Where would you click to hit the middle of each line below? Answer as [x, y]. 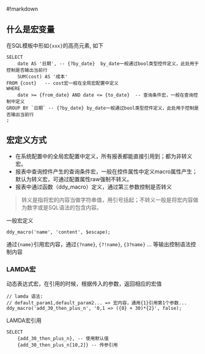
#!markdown [22, 9]
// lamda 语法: [25, 296]
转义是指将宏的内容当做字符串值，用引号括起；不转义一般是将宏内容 [107, 200]
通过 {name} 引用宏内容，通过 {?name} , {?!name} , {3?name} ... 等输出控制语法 [99, 244]
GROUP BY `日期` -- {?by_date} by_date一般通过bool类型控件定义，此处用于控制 [100, 108]
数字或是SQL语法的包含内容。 [64, 207]
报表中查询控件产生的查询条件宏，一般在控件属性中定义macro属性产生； [106, 171]
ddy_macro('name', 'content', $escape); [59, 232]
